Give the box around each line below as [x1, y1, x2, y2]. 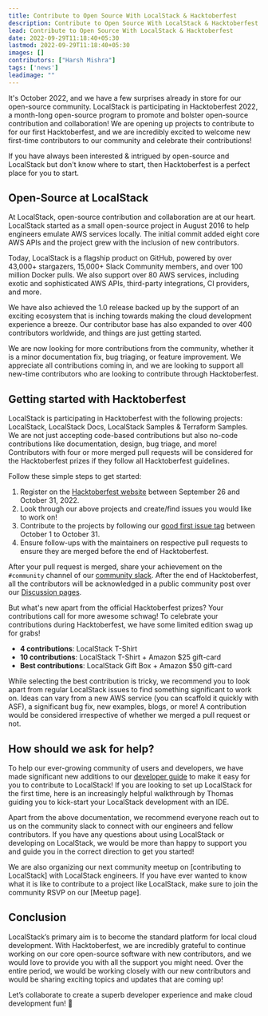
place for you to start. [8, 168, 80, 177]
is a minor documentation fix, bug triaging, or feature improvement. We [8, 353, 242, 362]
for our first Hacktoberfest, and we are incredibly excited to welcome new [8, 127, 251, 137]
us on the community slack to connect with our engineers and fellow [8, 821, 234, 831]
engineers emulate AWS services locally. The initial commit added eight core [8, 229, 260, 239]
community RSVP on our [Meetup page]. [8, 888, 142, 898]
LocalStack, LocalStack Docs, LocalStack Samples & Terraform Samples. [8, 422, 249, 432]
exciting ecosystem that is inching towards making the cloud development [8, 311, 252, 321]
